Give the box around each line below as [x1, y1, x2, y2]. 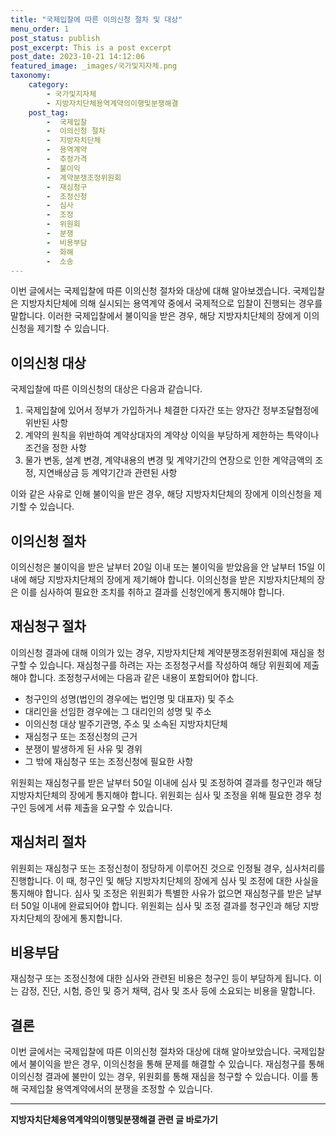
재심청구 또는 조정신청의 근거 [24, 730, 138, 742]
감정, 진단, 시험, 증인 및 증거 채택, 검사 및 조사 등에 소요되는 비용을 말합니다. [20, 985, 316, 997]
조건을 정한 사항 [24, 442, 87, 454]
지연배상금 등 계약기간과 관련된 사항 [38, 467, 178, 479]
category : [28, 80, 70, 90]
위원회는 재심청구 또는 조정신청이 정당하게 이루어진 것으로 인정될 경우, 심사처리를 [10, 862, 326, 874]
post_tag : [28, 107, 70, 118]
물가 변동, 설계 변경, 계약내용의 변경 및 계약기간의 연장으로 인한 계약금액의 [24, 454, 313, 466]
